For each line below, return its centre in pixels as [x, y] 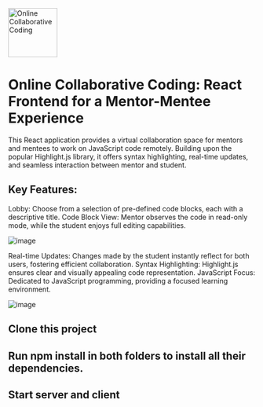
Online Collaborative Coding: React [125, 85]
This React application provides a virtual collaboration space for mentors [126, 140]
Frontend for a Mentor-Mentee [110, 102]
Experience [46, 118]
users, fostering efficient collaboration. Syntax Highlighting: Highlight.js [123, 264]
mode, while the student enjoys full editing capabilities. [97, 225]
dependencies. [46, 368]
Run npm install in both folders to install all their [127, 356]
